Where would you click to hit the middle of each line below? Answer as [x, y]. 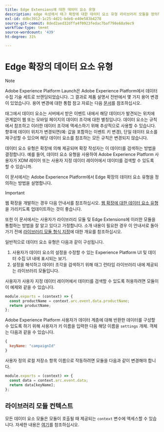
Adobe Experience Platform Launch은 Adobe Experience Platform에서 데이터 [81, 90]
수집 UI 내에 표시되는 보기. [42, 258]
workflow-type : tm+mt [27, 28]
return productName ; [30, 305]
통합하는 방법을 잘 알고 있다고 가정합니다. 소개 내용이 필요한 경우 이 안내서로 [77, 225]
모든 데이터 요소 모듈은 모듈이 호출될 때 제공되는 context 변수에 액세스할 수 [76, 419]
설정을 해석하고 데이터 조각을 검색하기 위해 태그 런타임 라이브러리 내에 [79, 264]
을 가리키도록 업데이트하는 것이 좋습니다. [43, 209]
